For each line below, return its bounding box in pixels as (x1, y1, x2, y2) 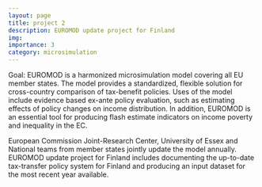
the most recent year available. (8, 170, 109, 179)
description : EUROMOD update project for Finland (8, 26, 176, 34)
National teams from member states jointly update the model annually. (8, 144, 237, 154)
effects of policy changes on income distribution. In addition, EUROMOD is (8, 104, 251, 113)
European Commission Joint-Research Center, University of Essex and (8, 136, 238, 145)
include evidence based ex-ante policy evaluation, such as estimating (8, 96, 235, 105)
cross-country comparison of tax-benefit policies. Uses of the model (8, 87, 233, 96)
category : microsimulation (8, 48, 97, 56)
